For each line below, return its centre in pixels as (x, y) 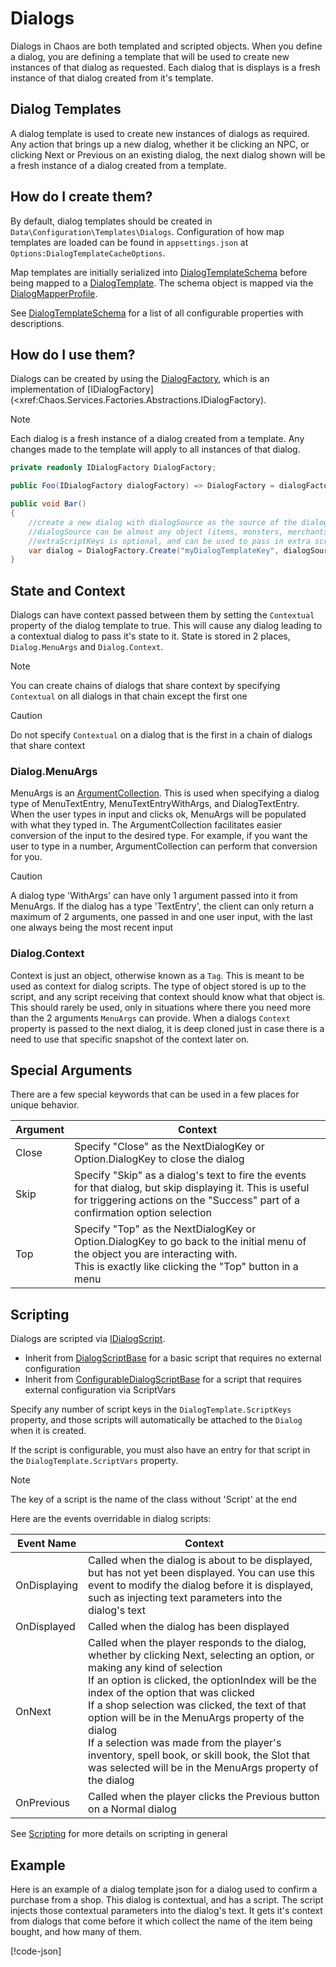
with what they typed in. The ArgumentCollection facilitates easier (146, 825)
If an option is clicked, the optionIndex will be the (202, 1680)
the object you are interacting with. (156, 1254)
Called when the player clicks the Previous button (204, 1797)
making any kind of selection (155, 1668)
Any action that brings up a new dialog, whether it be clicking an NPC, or (160, 144)
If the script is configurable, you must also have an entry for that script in (160, 1450)
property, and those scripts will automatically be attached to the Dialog (156, 1420)
